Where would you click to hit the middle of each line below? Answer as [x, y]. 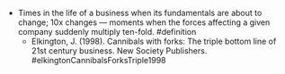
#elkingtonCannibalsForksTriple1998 [98, 60]
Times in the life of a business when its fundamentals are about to [140, 13]
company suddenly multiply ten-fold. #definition [107, 32]
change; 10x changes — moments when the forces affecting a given [144, 22]
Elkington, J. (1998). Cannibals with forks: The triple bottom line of [154, 41]
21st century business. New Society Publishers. [119, 51]
